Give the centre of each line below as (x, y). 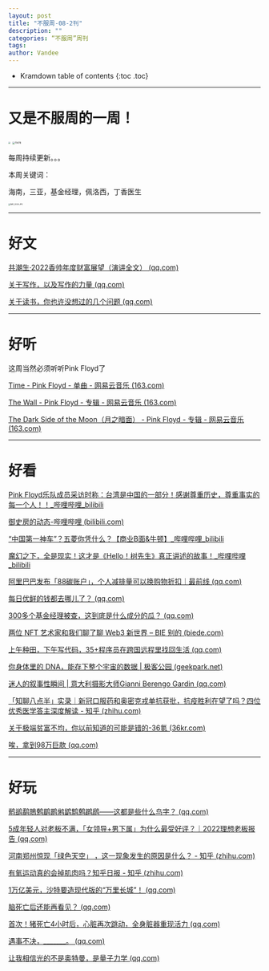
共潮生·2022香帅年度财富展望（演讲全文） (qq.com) (93, 267)
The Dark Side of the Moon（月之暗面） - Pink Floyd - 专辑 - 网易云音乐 (126, 419)
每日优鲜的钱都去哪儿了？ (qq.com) (66, 598)
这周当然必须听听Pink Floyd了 (57, 368)
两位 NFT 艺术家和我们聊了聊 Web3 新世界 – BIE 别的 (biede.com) (116, 632)
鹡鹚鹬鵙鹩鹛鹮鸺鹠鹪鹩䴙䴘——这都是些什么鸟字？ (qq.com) (108, 811)
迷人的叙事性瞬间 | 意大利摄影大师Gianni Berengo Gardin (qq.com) (117, 684)
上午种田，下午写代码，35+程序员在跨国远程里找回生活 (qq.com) (115, 649)
